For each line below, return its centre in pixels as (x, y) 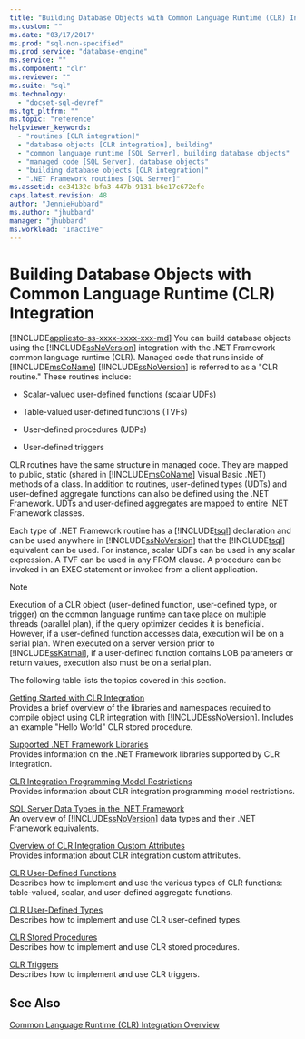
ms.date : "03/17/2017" (52, 35)
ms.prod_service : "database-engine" (79, 52)
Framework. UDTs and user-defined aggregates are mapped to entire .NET (149, 504)
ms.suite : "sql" (40, 86)
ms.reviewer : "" (40, 77)
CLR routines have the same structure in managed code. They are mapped (149, 465)
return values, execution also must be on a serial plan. (110, 663)
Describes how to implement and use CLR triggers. (105, 974)
